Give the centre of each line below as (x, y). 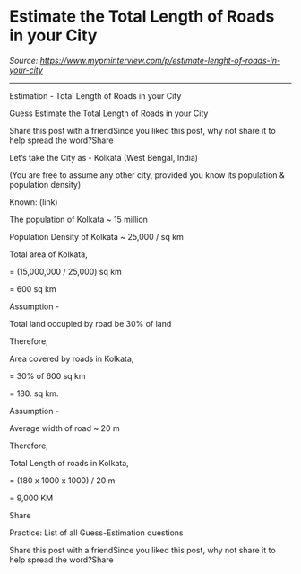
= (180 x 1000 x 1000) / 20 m (62, 480)
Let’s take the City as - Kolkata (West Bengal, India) (104, 157)
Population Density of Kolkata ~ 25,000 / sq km (96, 236)
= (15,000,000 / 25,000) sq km (66, 271)
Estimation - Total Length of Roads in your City (95, 95)
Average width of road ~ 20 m (64, 428)
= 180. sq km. (34, 393)
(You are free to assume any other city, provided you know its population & (147, 175)
